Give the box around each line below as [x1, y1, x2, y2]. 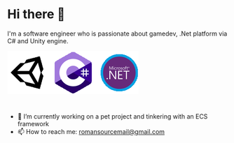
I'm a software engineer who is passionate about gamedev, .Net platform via [7, 29, 228, 38]
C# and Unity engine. [7, 36, 69, 45]
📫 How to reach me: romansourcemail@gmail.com [17, 128, 165, 136]
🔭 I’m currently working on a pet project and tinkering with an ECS [17, 112, 208, 121]
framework [17, 120, 50, 128]
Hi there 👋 [7, 6, 65, 22]
